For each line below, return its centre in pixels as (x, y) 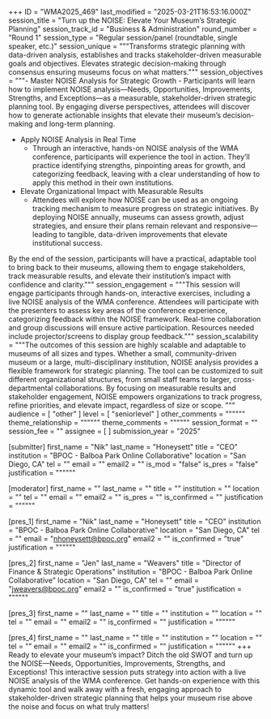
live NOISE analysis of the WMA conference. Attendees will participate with (133, 302)
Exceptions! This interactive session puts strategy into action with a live (127, 672)
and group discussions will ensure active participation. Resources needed (131, 327)
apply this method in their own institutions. (103, 183)
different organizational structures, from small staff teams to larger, (120, 379)
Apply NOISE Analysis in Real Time (78, 140)
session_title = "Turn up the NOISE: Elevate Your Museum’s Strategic (123, 20)
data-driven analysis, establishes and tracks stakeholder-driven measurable (135, 55)
